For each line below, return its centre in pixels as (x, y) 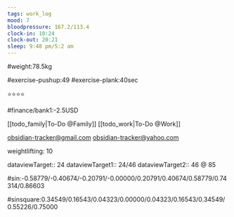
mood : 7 (19, 20)
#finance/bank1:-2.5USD (43, 110)
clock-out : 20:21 (33, 40)
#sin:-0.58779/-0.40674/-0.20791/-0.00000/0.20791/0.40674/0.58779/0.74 (117, 178)
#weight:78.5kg (30, 66)
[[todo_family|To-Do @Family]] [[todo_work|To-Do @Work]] (94, 124)
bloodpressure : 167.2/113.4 (48, 27)
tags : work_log (30, 14)
